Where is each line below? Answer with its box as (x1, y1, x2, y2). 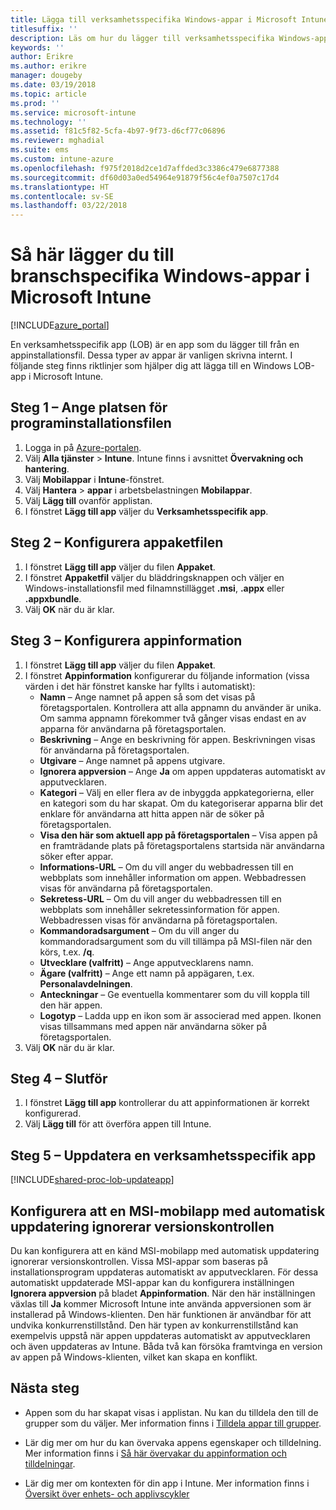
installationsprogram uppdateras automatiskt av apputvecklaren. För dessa (10, 1266, 319, 1278)
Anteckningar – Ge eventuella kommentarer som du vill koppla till (39, 988, 310, 1000)
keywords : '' (10, 42, 65, 53)
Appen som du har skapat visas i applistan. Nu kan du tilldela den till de (24, 1406, 319, 1418)
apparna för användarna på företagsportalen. (39, 722, 227, 735)
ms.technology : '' (10, 117, 87, 127)
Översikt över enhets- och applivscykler (24, 1487, 190, 1500)
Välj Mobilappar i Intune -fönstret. (24, 473, 165, 485)
